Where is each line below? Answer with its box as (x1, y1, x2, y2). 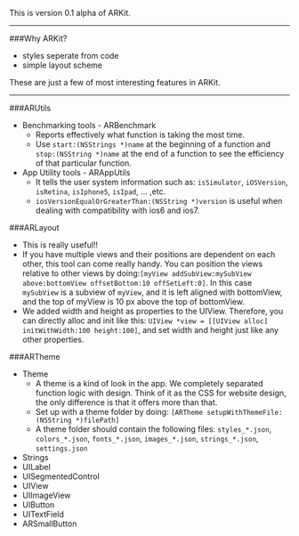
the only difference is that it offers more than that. (35, 397, 218, 408)
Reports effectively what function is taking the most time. (35, 129, 245, 140)
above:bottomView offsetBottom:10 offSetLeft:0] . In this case (21, 278, 253, 288)
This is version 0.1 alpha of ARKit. (9, 8, 131, 18)
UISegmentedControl (21, 471, 100, 482)
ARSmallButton (21, 518, 77, 529)
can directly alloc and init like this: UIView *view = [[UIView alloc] (21, 315, 269, 326)
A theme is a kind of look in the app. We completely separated (35, 378, 264, 388)
